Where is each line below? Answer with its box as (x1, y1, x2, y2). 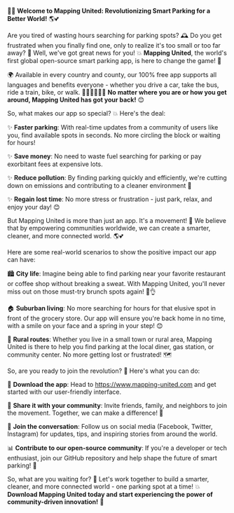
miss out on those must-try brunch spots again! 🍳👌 (7, 287, 156, 296)
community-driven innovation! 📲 (7, 498, 104, 506)
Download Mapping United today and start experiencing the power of (7, 491, 214, 498)
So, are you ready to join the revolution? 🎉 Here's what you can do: (7, 367, 200, 375)
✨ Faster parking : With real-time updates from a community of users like (7, 123, 219, 131)
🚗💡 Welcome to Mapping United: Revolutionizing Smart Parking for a (7, 7, 211, 15)
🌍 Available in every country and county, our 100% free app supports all (7, 71, 217, 78)
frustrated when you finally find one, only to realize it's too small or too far (7, 41, 221, 49)
